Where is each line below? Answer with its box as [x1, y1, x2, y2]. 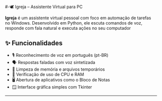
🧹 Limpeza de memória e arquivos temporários [12, 66, 105, 72]
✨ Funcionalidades [5, 39, 63, 47]
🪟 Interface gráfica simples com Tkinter [12, 84, 93, 90]
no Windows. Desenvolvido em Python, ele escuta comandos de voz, [5, 20, 143, 25]
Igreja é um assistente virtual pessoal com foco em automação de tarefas [5, 15, 151, 21]
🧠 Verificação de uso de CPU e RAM [12, 71, 84, 77]
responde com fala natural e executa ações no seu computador [5, 25, 131, 31]
